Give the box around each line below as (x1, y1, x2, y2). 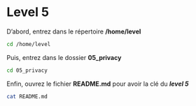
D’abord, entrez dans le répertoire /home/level (6, 27, 141, 36)
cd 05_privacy (6, 67, 48, 74)
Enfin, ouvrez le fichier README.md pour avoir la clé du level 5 (6, 79, 190, 88)
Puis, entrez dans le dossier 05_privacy (6, 53, 122, 61)
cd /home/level (6, 40, 51, 47)
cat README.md (6, 93, 48, 100)
